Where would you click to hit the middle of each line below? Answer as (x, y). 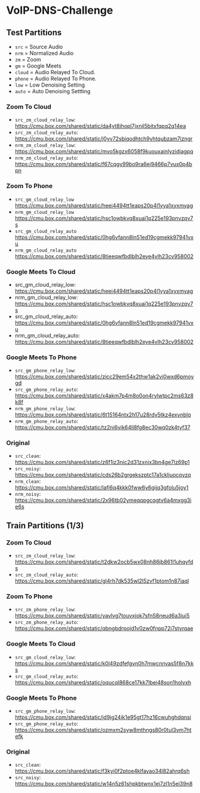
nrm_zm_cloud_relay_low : (45, 145)
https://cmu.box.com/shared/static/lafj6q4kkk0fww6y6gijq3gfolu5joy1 (102, 488)
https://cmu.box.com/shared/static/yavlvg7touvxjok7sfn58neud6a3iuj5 (102, 616)
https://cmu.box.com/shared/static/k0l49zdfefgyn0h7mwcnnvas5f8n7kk (104, 663)
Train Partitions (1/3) (45, 526)
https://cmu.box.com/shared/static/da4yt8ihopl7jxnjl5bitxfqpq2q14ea (100, 126)
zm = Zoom (28, 59)
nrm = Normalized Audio (44, 53)
